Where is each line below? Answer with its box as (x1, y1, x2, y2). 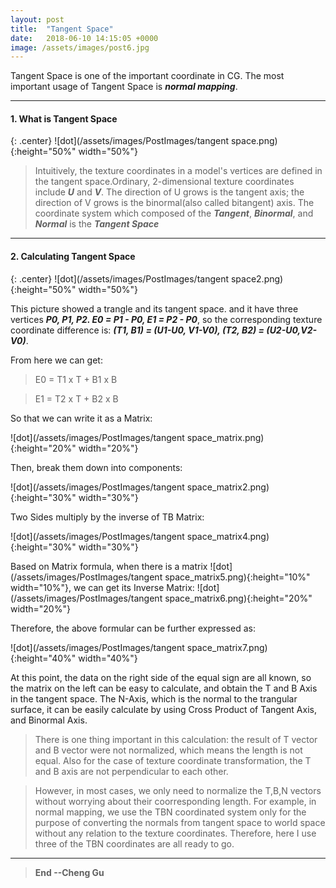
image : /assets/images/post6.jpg (10, 42, 150, 53)
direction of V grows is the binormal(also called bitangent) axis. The (34, 197, 315, 209)
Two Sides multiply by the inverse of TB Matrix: (10, 511, 205, 523)
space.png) (230, 135, 278, 147)
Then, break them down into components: (10, 461, 183, 473)
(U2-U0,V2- (266, 324, 318, 336)
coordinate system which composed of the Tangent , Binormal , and (34, 207, 314, 220)
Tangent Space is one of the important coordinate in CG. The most (10, 70, 285, 82)
